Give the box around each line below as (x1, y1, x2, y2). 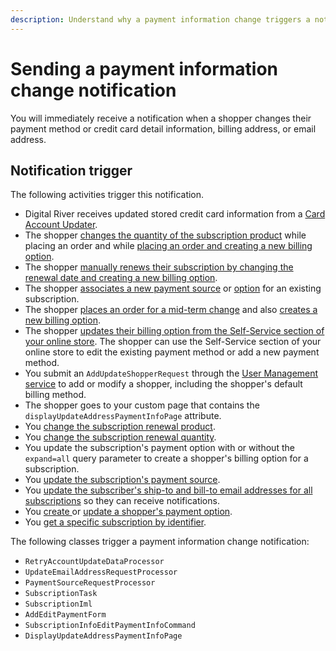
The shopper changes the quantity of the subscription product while (24, 229, 307, 241)
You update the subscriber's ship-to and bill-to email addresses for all (24, 484, 313, 496)
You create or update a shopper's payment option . (24, 506, 233, 518)
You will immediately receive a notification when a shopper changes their (10, 112, 312, 124)
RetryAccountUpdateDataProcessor (24, 557, 165, 567)
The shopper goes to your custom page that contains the (24, 399, 260, 411)
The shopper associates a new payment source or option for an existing (24, 282, 322, 295)
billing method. (24, 389, 87, 401)
